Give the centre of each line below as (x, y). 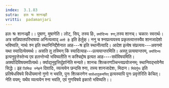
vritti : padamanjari (28, 19)
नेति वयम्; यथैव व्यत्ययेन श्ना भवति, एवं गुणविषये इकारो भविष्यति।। (59, 80)
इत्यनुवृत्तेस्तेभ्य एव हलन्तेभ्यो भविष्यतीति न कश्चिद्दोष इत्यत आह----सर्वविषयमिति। (70, 57)
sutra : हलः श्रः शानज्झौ (26, 15)
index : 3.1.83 (22, 10)
